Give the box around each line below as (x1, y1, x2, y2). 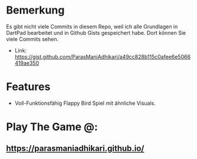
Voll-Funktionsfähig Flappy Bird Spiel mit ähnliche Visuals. (14, 100, 156, 107)
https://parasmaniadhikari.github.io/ (6, 144, 145, 154)
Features (6, 80, 51, 94)
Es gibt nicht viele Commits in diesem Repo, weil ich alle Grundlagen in (6, 23, 178, 30)
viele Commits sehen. (6, 35, 59, 42)
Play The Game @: (6, 120, 98, 134)
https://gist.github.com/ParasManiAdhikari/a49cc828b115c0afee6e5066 (14, 53, 191, 60)
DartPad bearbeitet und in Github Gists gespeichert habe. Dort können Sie (6, 29, 186, 36)
